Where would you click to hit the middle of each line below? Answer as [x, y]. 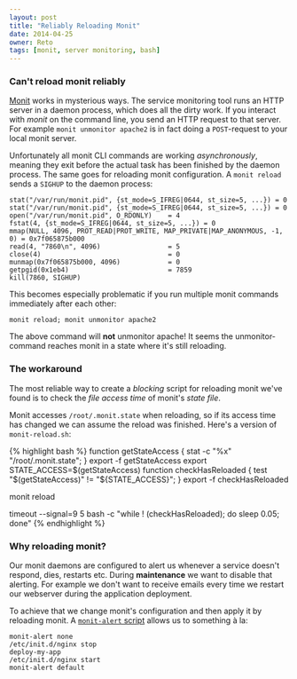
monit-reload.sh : [40, 434]
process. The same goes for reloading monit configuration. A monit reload [145, 175]
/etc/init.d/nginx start [55, 660]
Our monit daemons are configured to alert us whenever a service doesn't [145, 565]
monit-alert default [47, 668]
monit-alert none [41, 637]
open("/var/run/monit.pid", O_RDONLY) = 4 [94, 216]
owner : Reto [31, 42]
